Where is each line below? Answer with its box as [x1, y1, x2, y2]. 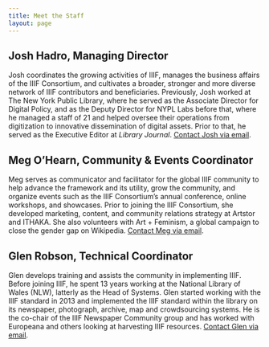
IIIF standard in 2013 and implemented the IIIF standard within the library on [8, 296, 259, 305]
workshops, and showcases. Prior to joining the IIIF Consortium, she [8, 200, 234, 210]
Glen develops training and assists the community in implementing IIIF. [8, 270, 242, 280]
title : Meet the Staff [8, 11, 84, 20]
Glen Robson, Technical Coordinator [8, 249, 194, 263]
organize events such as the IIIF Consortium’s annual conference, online [8, 192, 247, 202]
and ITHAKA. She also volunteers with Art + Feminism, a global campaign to [8, 218, 259, 227]
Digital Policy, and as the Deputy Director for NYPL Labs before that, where [8, 104, 257, 114]
